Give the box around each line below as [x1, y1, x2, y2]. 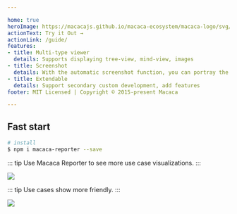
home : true [7, 16, 39, 23]
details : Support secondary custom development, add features [13, 82, 200, 89]
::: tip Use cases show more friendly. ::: [7, 185, 121, 194]
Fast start [7, 120, 51, 132]
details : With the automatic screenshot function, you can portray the [13, 68, 229, 76]
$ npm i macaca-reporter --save [7, 146, 102, 153]
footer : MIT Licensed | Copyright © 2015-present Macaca [7, 89, 178, 96]
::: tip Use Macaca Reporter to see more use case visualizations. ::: [7, 158, 201, 167]
